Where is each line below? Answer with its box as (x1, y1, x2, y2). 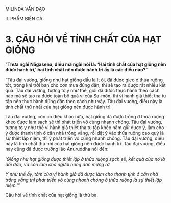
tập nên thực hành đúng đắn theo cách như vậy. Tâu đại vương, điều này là (5, 98, 163, 104)
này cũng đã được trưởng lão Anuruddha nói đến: (5, 146, 109, 152)
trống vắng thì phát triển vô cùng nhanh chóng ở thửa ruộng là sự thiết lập (5, 176, 162, 183)
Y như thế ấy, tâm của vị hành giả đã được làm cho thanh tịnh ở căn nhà (5, 171, 158, 177)
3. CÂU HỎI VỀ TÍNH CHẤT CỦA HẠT (5, 34, 162, 45)
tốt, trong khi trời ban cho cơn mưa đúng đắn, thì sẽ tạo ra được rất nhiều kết (5, 82, 166, 88)
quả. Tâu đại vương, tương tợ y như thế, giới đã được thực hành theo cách (5, 87, 160, 93)
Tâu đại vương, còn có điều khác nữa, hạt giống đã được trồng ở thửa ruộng (5, 113, 164, 119)
